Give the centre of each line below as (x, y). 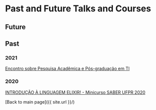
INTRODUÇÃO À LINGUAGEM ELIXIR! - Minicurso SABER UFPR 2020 (75, 92)
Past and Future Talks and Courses (78, 9)
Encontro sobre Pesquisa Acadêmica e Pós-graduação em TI (67, 69)
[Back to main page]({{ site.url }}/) (40, 102)
